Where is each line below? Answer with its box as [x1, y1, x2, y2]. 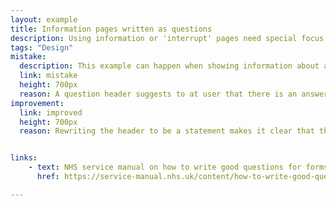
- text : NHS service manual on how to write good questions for [28, 162, 302, 173]
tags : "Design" [10, 42, 74, 53]
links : [10, 153, 38, 163]
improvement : [10, 98, 65, 108]
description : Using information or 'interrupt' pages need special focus [10, 33, 325, 43]
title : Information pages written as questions [10, 24, 213, 34]
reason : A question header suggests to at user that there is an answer [19, 89, 329, 99]
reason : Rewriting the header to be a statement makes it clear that [19, 126, 315, 136]
